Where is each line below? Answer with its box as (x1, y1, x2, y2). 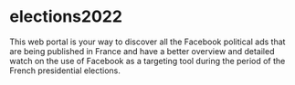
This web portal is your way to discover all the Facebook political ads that (9, 36, 286, 47)
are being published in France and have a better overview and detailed (9, 45, 275, 56)
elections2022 (9, 6, 123, 27)
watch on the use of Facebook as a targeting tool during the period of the (9, 55, 286, 66)
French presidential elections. (9, 65, 121, 76)
